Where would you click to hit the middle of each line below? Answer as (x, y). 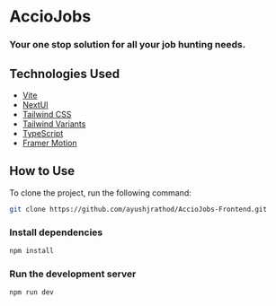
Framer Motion (50, 143)
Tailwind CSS (47, 114)
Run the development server (73, 274)
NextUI (35, 104)
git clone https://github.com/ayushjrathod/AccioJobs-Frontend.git (138, 209)
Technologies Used (64, 74)
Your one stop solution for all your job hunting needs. (128, 45)
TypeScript (43, 133)
